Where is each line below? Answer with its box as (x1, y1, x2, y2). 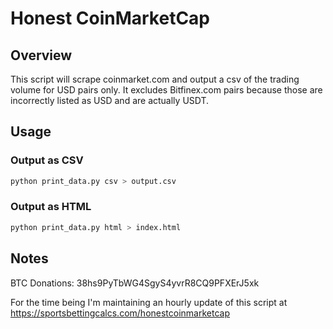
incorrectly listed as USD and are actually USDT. (10, 95, 210, 106)
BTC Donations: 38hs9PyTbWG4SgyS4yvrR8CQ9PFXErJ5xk (10, 277, 260, 289)
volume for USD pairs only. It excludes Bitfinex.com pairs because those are (10, 84, 323, 96)
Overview (10, 47, 73, 64)
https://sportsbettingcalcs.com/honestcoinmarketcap (10, 307, 231, 319)
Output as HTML (10, 200, 92, 214)
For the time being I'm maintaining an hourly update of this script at (10, 296, 288, 308)
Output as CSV (10, 153, 84, 167)
